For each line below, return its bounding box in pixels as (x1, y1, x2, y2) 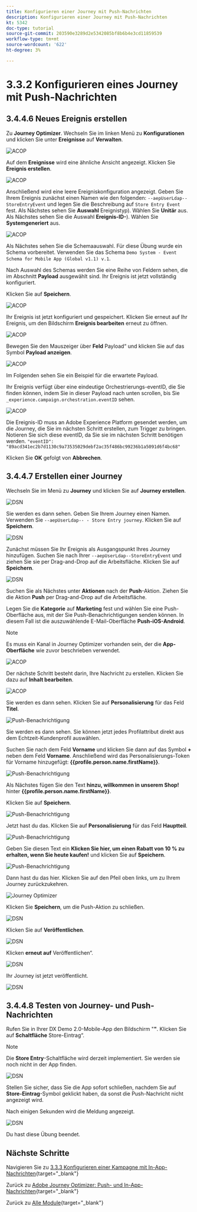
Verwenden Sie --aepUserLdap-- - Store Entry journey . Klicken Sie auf (6, 516, 182, 523)
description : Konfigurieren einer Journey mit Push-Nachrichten (6, 14, 168, 20)
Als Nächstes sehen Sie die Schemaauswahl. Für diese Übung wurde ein (6, 242, 183, 249)
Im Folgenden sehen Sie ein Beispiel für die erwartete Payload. (6, 371, 159, 379)
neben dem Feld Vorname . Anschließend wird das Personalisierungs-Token (6, 752, 190, 759)
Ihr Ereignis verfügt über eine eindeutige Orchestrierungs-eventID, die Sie (6, 383, 185, 390)
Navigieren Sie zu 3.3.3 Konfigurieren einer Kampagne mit (6, 1163, 147, 1171)
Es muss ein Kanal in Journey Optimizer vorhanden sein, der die (6, 640, 162, 648)
